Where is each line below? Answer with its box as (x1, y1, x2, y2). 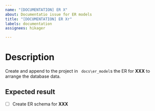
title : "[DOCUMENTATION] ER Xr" (5, 16, 72, 21)
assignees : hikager (5, 26, 46, 31)
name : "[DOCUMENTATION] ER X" (5, 7, 68, 12)
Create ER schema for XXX (12, 101, 69, 107)
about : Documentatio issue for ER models (5, 12, 92, 17)
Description (5, 52, 55, 63)
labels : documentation (5, 21, 52, 26)
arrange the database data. (5, 73, 61, 80)
